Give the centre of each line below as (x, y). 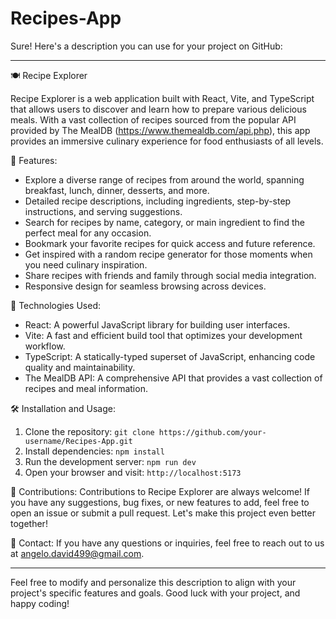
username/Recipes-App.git (78, 441)
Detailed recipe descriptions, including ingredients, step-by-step (158, 201)
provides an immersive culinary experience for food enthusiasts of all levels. (167, 141)
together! (29, 523)
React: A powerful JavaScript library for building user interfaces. (157, 324)
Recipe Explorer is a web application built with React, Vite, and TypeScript (162, 98)
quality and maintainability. (80, 367)
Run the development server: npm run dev (110, 461)
